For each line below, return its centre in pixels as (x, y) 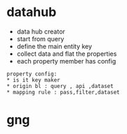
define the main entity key (54, 46)
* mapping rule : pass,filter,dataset (63, 92)
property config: (32, 74)
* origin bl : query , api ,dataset (60, 86)
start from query (40, 38)
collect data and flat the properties (67, 54)
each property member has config (66, 61)
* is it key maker (33, 80)
